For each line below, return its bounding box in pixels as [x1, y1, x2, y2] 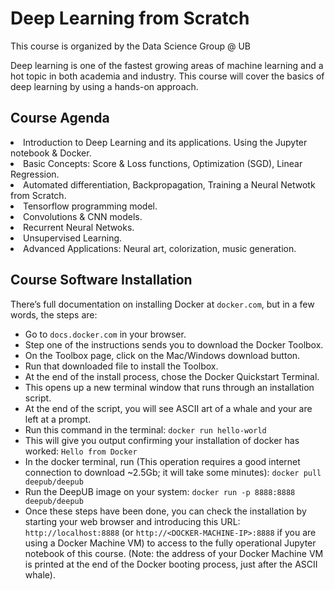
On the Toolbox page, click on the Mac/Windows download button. [24, 349, 301, 361]
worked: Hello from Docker [24, 445, 138, 457]
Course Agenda [10, 110, 110, 127]
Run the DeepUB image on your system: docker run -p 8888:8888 [24, 485, 296, 497]
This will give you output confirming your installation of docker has [24, 434, 300, 446]
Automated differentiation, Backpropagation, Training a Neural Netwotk [23, 178, 316, 191]
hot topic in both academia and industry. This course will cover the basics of [10, 70, 325, 82]
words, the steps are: [10, 308, 98, 321]
